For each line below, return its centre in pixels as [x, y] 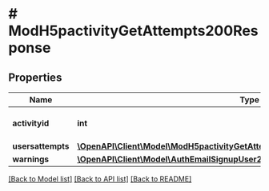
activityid [31, 123]
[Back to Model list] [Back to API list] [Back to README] [100, 179]
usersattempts [41, 146]
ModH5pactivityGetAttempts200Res [133, 31]
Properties [35, 77]
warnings [31, 159]
